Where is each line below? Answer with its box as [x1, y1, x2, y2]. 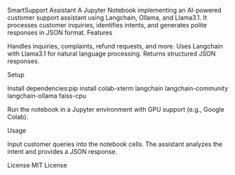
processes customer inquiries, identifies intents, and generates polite [7, 21, 207, 29]
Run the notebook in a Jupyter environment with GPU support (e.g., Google [7, 105, 224, 113]
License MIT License [7, 161, 67, 169]
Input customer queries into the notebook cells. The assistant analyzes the [7, 140, 223, 148]
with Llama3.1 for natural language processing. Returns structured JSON [7, 49, 216, 58]
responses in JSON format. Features [7, 28, 113, 37]
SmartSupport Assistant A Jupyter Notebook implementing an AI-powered [7, 6, 222, 14]
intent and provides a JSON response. [7, 148, 118, 155]
